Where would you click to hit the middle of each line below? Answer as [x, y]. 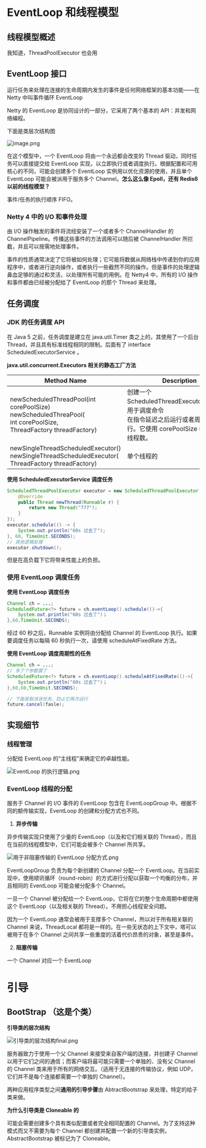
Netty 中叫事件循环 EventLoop [45, 97]
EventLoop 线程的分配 [40, 789]
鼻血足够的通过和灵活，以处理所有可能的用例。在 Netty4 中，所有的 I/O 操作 [103, 275]
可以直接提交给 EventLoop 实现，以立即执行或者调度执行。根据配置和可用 [105, 163]
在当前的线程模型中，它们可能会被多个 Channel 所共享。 [78, 844]
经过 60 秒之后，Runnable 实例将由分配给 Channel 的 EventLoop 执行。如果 [102, 633]
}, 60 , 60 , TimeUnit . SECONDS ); [43, 688]
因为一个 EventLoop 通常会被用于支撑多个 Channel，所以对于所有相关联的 [100, 919]
